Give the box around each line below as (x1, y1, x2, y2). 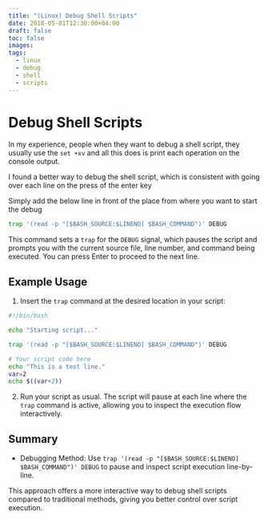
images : (8, 42, 34, 50)
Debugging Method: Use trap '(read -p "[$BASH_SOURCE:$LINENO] (19, 453, 239, 463)
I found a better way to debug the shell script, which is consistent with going (8, 172, 260, 182)
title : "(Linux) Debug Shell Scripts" (8, 11, 138, 20)
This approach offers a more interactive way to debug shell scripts (8, 486, 227, 496)
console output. (8, 157, 60, 167)
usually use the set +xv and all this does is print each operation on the (8, 148, 240, 158)
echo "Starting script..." (8, 326, 98, 334)
